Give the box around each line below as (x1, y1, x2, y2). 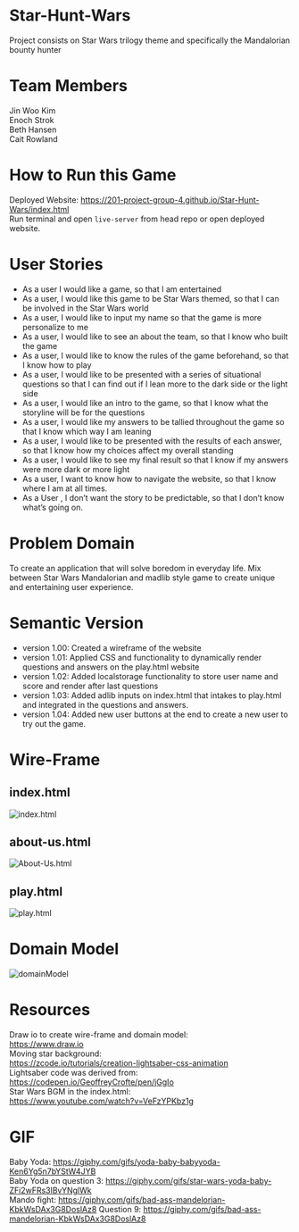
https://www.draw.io (9, 1039, 84, 1050)
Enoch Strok (9, 114, 54, 125)
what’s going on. (21, 502, 83, 512)
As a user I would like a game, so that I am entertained (21, 283, 222, 295)
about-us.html (9, 835, 92, 850)
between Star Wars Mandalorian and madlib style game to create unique (9, 572, 275, 583)
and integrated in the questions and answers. (21, 699, 189, 710)
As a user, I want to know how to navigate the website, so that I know (21, 473, 277, 484)
